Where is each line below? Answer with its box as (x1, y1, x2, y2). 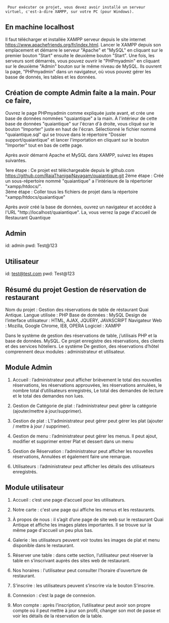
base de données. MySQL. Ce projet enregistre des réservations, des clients (5, 338, 164, 344)
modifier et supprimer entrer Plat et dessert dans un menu (12, 438, 134, 444)
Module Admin (5, 363, 52, 372)
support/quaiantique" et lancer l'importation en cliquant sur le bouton (5, 137, 149, 143)
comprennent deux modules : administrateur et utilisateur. (5, 349, 126, 355)
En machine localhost (5, 23, 75, 31)
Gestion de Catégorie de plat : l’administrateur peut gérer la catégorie (12, 403, 157, 409)
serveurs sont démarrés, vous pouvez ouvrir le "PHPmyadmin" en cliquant (5, 58, 160, 64)
